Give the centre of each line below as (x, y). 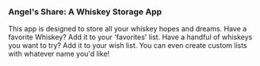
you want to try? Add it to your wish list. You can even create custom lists (128, 46)
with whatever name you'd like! (59, 54)
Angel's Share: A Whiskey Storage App (85, 12)
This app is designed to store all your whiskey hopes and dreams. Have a (128, 29)
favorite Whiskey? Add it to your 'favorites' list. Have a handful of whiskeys (130, 37)
